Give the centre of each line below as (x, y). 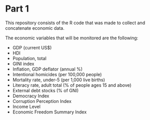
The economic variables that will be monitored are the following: (72, 38)
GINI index (23, 64)
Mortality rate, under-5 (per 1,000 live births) (59, 80)
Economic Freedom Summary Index (50, 112)
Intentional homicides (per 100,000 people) (57, 74)
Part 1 (17, 9)
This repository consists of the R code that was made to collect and (75, 23)
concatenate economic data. (35, 28)
